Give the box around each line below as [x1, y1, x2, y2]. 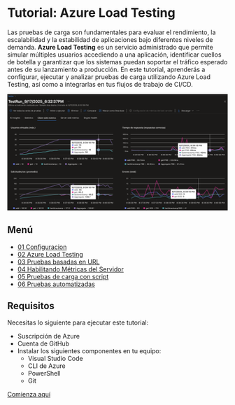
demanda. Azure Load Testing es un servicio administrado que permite [7, 43, 213, 51]
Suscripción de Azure [17, 332, 80, 341]
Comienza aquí [7, 390, 51, 399]
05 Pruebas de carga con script [17, 272, 109, 280]
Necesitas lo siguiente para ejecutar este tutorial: [7, 318, 149, 327]
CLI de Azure [27, 362, 66, 370]
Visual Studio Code [27, 355, 83, 363]
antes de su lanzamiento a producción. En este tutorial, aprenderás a [7, 65, 206, 73]
